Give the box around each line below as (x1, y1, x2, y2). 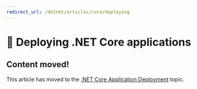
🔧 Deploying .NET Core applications (6, 35, 191, 49)
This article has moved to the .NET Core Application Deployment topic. (6, 76, 185, 83)
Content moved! (6, 59, 69, 70)
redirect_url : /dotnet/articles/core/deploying (6, 9, 130, 15)
